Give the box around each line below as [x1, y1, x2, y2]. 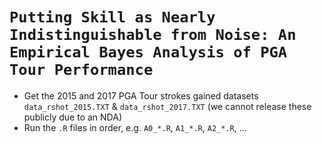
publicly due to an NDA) [23, 111, 122, 123]
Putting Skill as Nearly [9, 8, 216, 27]
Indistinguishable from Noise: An [9, 26, 297, 45]
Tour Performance [9, 61, 154, 80]
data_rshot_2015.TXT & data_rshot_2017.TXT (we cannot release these [23, 100, 312, 112]
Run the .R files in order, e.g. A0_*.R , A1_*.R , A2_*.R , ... [23, 121, 247, 133]
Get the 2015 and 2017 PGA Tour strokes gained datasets [23, 89, 259, 102]
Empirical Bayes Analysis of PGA [9, 43, 288, 62]
